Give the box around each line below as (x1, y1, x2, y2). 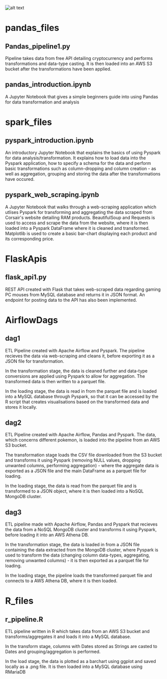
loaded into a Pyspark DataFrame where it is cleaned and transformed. (5, 225, 150, 231)
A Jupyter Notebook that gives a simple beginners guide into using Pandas (5, 93, 158, 99)
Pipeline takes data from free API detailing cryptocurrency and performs (5, 55, 153, 61)
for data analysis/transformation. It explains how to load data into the (5, 155, 146, 161)
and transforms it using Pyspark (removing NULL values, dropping (5, 457, 141, 463)
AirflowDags (5, 314, 58, 326)
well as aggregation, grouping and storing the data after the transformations (5, 170, 161, 177)
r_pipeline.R (5, 615, 43, 624)
